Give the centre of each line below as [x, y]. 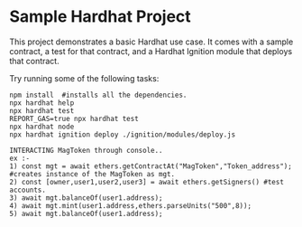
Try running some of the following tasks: [84, 78]
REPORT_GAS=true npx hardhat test [74, 118]
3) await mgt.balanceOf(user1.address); [87, 198]
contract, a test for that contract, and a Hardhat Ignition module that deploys [151, 51]
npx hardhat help [42, 103]
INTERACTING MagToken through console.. [87, 150]
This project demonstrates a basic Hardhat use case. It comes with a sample [151, 42]
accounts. [28, 190]
